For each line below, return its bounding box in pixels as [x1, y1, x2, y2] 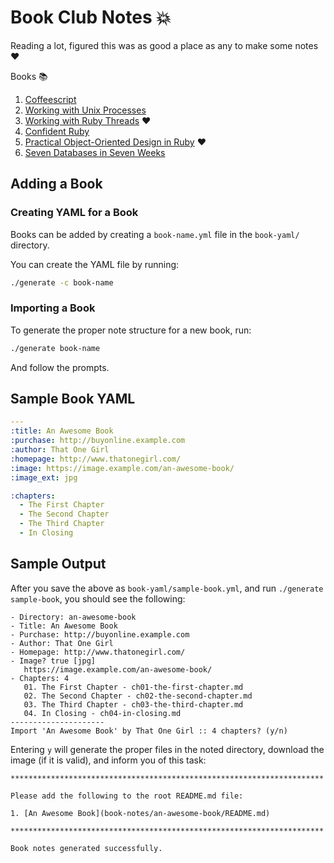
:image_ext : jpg [10, 472, 78, 483]
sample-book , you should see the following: [10, 592, 186, 605]
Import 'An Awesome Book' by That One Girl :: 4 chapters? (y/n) [10, 726, 288, 736]
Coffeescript [24, 93, 77, 105]
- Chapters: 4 [10, 673, 70, 683]
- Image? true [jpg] [10, 656, 97, 666]
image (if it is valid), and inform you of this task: [10, 754, 207, 766]
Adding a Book [10, 176, 103, 193]
